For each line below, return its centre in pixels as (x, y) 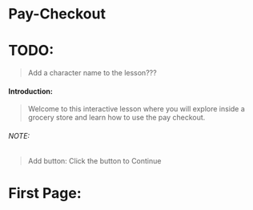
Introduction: (31, 91)
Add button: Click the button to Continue (94, 160)
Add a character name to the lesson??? (92, 73)
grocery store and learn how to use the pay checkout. (116, 118)
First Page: (45, 193)
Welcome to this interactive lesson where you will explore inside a (137, 109)
